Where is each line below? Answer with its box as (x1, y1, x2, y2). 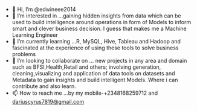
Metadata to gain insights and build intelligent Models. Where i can (11, 76, 178, 83)
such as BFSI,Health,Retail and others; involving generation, (11, 63, 161, 71)
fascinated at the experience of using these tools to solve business (11, 44, 179, 51)
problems (11, 51, 36, 57)
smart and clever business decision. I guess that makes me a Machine (11, 25, 187, 32)
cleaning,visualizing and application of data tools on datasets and (11, 70, 175, 77)
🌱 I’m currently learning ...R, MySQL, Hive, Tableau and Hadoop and (11, 38, 181, 45)
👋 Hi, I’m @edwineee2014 (11, 6, 76, 13)
